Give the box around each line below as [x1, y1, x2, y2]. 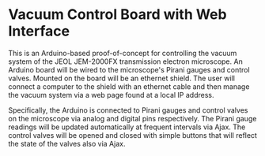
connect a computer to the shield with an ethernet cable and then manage [8, 81, 250, 91]
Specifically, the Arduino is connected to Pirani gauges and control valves [8, 105, 248, 115]
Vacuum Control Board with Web [8, 6, 227, 24]
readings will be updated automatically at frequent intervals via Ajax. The [8, 122, 246, 132]
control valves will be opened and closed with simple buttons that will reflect [8, 130, 257, 139]
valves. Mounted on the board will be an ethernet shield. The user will [8, 73, 236, 83]
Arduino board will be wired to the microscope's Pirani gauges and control [8, 65, 251, 74]
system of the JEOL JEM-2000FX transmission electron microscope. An [8, 57, 243, 66]
